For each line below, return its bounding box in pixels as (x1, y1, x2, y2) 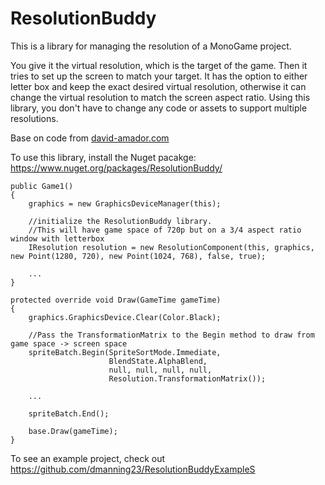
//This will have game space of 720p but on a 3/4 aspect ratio (28, 225, 302, 235)
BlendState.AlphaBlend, (108, 356, 208, 366)
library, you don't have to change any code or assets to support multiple (10, 102, 308, 114)
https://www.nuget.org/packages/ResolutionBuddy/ (10, 162, 223, 174)
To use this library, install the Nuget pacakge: (10, 151, 197, 163)
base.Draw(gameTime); (28, 426, 118, 436)
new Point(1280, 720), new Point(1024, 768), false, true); (10, 251, 267, 261)
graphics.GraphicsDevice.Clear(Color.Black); (28, 312, 222, 322)
